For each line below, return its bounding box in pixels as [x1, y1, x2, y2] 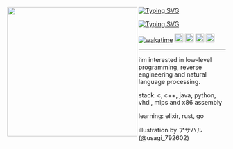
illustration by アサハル [138, 126, 203, 134]
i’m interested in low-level [138, 56, 212, 63]
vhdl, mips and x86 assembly [138, 99, 223, 106]
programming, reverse [138, 63, 202, 71]
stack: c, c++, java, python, [138, 91, 216, 99]
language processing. [138, 78, 201, 86]
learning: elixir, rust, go [138, 112, 205, 120]
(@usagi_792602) [138, 134, 189, 141]
